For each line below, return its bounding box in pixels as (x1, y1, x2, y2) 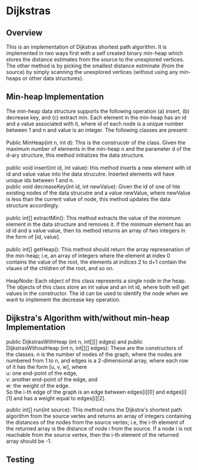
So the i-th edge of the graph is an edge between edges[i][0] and (6, 388, 165, 396)
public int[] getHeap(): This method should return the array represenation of (6, 245, 190, 252)
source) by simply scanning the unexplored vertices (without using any (6, 69, 179, 75)
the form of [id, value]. (6, 233, 61, 240)
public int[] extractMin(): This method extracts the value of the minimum (6, 214, 181, 221)
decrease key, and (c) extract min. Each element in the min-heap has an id (6, 114, 187, 121)
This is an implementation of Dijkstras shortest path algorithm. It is (6, 43, 167, 50)
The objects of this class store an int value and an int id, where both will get (6, 283, 190, 290)
